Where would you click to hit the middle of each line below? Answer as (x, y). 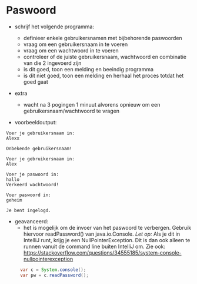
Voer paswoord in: (29, 195)
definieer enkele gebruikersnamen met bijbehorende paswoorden (103, 38)
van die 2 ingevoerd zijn (52, 63)
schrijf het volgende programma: (54, 27)
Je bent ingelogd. (29, 210)
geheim (14, 200)
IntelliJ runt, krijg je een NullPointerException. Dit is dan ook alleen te (107, 240)
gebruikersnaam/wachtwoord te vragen (71, 111)
